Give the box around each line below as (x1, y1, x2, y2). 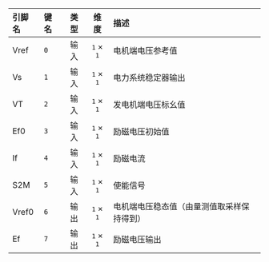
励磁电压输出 (113, 234, 162, 244)
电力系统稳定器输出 (113, 72, 186, 83)
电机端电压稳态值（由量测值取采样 (113, 201, 242, 212)
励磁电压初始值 (113, 126, 170, 137)
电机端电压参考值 (113, 46, 178, 56)
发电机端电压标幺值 (113, 99, 186, 110)
